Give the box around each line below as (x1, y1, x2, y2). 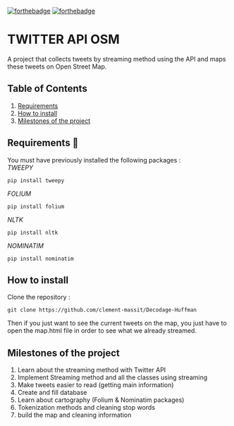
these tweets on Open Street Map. (7, 62, 107, 71)
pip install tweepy (7, 177, 65, 184)
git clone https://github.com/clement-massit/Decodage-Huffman (7, 307, 197, 314)
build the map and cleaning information (17, 410, 132, 420)
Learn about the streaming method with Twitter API (17, 366, 166, 374)
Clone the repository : (7, 293, 70, 302)
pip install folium (7, 203, 65, 210)
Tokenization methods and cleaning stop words (17, 403, 156, 412)
